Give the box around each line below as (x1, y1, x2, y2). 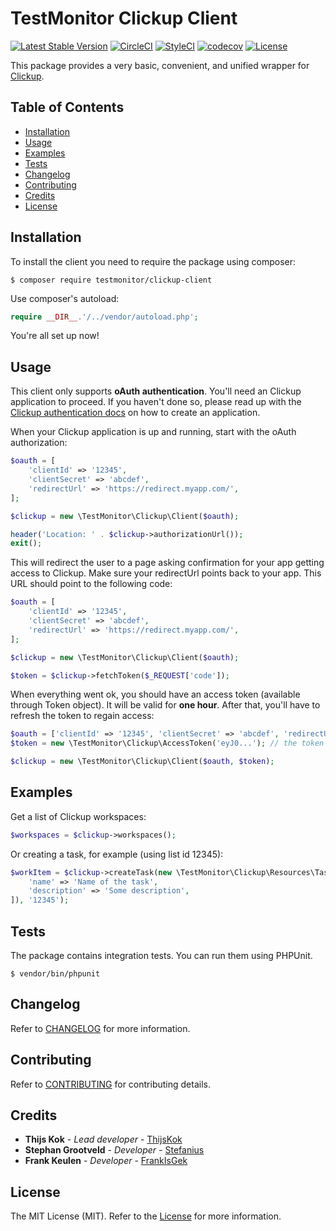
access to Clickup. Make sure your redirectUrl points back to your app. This (10, 567, 322, 579)
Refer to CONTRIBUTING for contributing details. (10, 1078, 211, 1090)
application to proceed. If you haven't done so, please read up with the (10, 396, 302, 408)
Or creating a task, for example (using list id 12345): (10, 848, 224, 860)
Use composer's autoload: (10, 292, 120, 304)
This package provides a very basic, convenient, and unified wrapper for (10, 59, 310, 71)
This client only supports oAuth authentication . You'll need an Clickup (10, 385, 302, 397)
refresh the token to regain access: (10, 710, 155, 722)
